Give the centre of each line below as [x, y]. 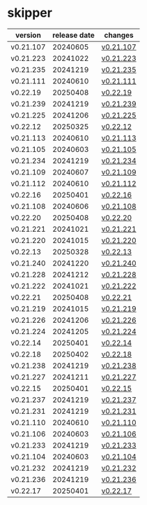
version [28, 35]
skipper [30, 13]
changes [119, 35]
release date [73, 35]
